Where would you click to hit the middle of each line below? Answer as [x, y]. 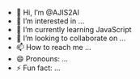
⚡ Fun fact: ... [38, 68]
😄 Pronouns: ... [42, 59]
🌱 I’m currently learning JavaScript [74, 29]
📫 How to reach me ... [53, 47]
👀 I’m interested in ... [50, 21]
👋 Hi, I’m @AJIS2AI [47, 12]
